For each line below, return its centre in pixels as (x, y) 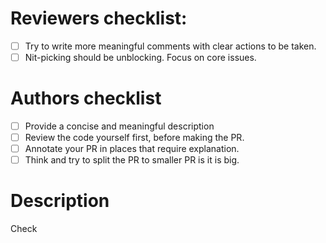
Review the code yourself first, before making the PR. (134, 138)
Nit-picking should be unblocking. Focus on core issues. (140, 57)
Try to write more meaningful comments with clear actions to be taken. (170, 46)
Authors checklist (86, 98)
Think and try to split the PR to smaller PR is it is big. (132, 160)
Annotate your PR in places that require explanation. (132, 149)
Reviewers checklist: (99, 18)
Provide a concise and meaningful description (119, 126)
